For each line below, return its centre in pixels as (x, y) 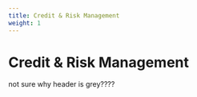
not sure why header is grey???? (62, 84)
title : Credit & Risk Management (64, 16)
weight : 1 (25, 23)
